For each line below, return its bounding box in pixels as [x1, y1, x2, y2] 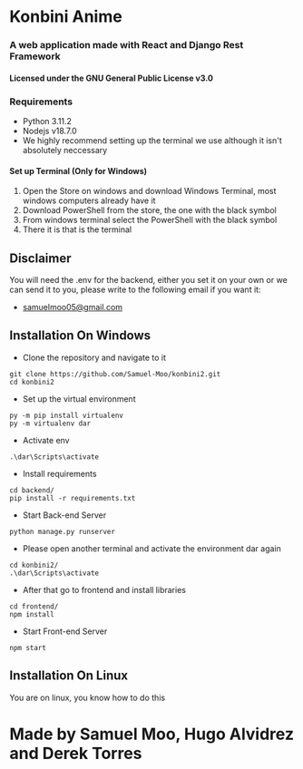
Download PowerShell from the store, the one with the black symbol [22, 205, 277, 216]
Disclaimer [9, 250, 72, 266]
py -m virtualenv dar [9, 419, 92, 428]
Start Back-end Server [22, 510, 107, 521]
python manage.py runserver [9, 527, 116, 536]
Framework [9, 50, 61, 63]
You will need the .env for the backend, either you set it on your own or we [9, 275, 288, 286]
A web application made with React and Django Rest [9, 39, 244, 52]
